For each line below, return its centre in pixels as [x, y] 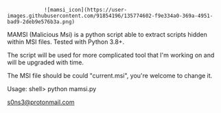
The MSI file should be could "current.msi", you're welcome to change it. [110, 76]
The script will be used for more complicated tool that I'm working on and [111, 55]
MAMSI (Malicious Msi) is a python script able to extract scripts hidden [107, 35]
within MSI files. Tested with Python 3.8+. [66, 42]
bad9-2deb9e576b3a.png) [41, 22]
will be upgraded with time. [46, 62]
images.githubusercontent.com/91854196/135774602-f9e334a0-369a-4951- [110, 16]
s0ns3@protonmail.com [41, 102]
